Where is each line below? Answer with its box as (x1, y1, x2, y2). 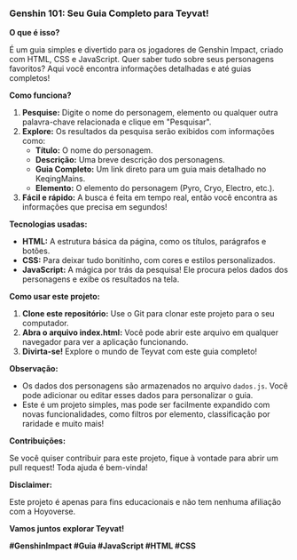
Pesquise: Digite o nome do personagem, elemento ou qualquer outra (21, 108, 278, 118)
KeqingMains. (35, 173, 86, 184)
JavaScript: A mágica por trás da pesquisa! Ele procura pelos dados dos (21, 265, 288, 276)
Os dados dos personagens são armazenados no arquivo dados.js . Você (21, 380, 288, 391)
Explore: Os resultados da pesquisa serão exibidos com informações (21, 126, 275, 137)
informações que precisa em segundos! (21, 202, 168, 212)
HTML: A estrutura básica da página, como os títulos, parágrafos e (21, 236, 267, 247)
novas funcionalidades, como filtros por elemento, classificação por (21, 409, 270, 420)
